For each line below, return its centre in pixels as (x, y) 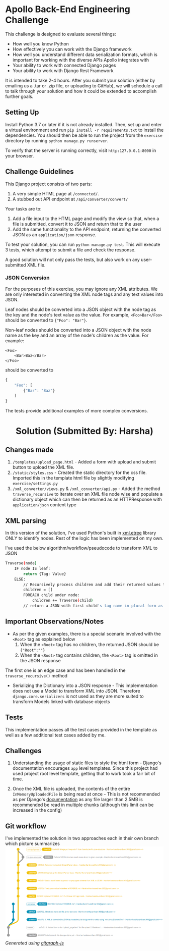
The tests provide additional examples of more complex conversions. (77, 411)
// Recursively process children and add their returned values (92, 585)
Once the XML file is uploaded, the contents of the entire (71, 789)
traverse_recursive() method (36, 675)
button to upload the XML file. (43, 467)
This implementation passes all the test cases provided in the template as (81, 729)
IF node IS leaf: (32, 568)
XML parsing (26, 521)
